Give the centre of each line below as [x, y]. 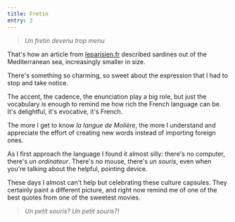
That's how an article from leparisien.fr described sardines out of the [107, 54]
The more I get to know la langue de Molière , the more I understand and [112, 125]
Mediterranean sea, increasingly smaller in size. [76, 61]
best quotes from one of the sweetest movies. [74, 197]
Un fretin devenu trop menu [64, 40]
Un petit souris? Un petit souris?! [72, 211]
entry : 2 [20, 20]
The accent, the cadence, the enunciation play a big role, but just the [107, 97]
